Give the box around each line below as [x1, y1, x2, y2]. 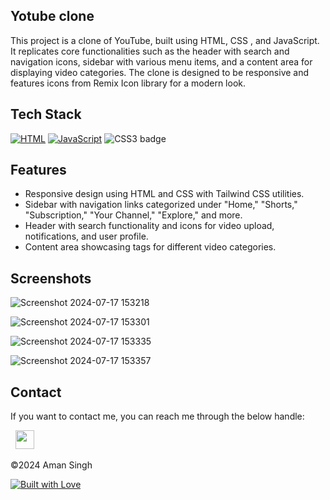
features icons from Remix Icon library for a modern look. [10, 77, 247, 89]
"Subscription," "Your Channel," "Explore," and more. [24, 209, 243, 221]
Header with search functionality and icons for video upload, [24, 220, 275, 232]
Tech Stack [10, 106, 82, 123]
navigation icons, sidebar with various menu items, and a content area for [10, 55, 313, 68]
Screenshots [10, 270, 92, 287]
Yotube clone [10, 8, 95, 25]
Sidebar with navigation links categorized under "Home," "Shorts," [24, 199, 298, 211]
